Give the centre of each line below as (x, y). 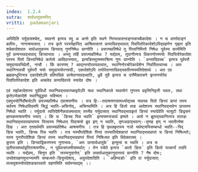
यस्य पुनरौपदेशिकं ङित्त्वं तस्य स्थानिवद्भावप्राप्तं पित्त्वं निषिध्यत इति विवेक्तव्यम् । (74, 138)
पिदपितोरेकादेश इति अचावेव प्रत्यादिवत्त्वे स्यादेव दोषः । (52, 81)
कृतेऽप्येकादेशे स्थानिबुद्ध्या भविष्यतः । (37, 96)
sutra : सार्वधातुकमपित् (29, 17)
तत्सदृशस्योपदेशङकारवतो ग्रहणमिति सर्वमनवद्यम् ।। (49, 164)
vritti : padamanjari (33, 23)
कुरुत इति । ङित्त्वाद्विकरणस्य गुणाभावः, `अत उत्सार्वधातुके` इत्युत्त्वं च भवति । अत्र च (82, 143)
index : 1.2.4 (24, 12)
